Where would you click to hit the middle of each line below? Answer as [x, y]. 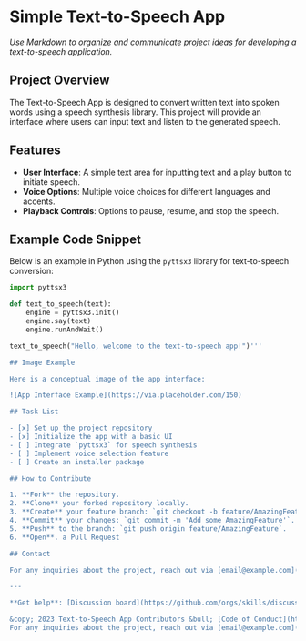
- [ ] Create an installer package [77, 462]
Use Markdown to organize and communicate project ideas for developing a [153, 42]
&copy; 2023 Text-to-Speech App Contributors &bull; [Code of [130, 620]
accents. [39, 201]
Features [35, 151]
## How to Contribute [51, 478]
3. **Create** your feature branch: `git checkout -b [114, 512]
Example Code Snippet [75, 239]
